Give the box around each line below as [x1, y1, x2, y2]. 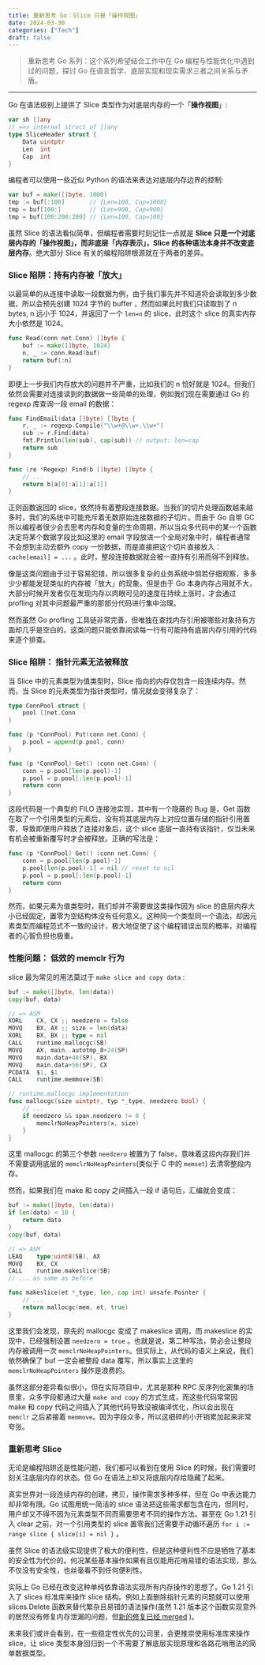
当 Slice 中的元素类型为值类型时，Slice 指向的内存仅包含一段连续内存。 [8, 676, 239, 685]
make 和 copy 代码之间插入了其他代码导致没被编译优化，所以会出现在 [8, 1402, 235, 1412]
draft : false [8, 33, 51, 42]
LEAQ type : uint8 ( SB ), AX [8, 1252, 101, 1260]
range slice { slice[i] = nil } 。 [8, 1528, 124, 1538]
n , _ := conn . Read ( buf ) [22, 349, 101, 357]
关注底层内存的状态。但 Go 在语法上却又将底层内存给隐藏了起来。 [14, 1472, 229, 1482]
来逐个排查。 [8, 635, 50, 644]
